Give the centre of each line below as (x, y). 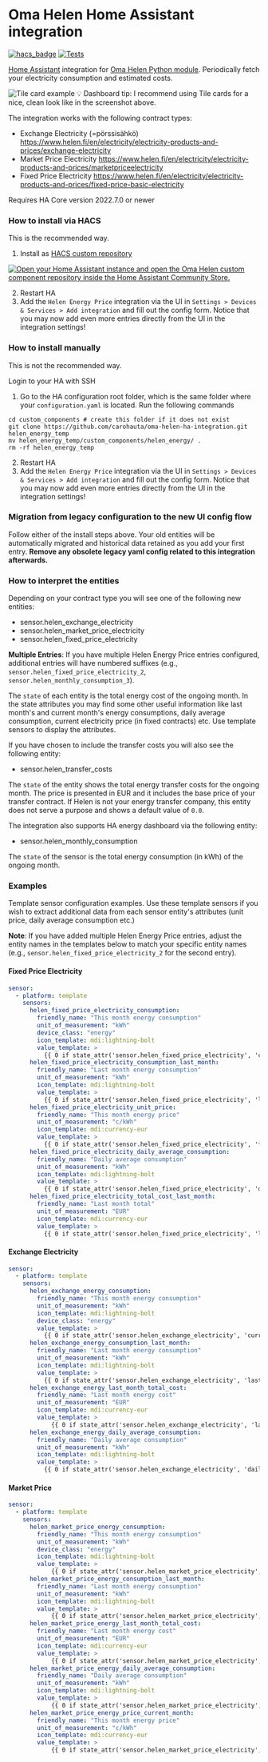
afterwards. (28, 560)
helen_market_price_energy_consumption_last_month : (117, 1579)
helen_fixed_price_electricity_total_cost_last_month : (122, 1197)
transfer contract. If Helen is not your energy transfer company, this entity (130, 802)
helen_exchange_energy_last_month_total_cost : (108, 1388)
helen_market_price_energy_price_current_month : (112, 1713)
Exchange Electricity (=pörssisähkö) (79, 133)
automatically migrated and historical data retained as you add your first (126, 543)
